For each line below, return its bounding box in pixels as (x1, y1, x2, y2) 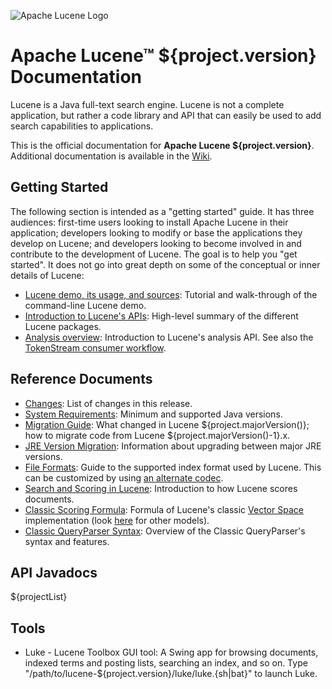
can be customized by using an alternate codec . (24, 471, 224, 484)
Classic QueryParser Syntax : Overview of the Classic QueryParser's (24, 525, 306, 537)
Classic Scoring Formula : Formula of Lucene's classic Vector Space (24, 503, 304, 515)
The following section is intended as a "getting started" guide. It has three (10, 205, 315, 217)
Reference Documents (10, 371, 153, 388)
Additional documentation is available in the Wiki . (10, 150, 213, 162)
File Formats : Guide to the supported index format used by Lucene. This (24, 461, 322, 473)
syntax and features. (24, 535, 110, 547)
